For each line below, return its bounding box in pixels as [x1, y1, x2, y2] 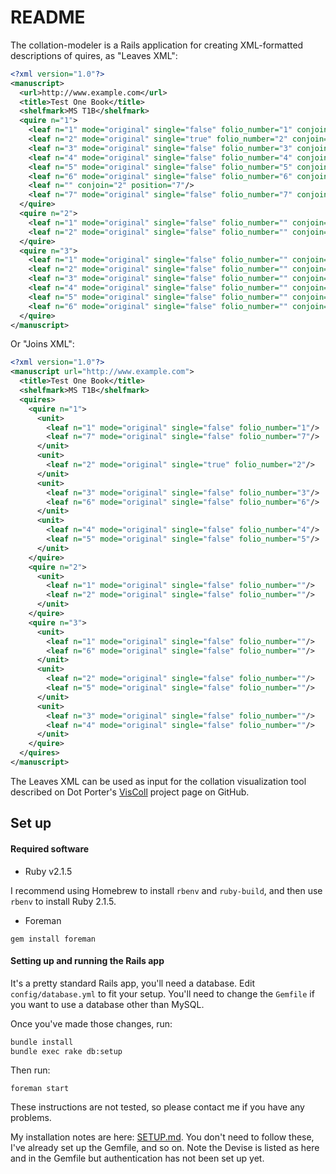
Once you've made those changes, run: [10, 1017, 173, 1030]
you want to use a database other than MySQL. [10, 998, 205, 1010]
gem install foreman [10, 934, 97, 944]
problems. [10, 1112, 52, 1124]
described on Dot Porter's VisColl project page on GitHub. [10, 786, 250, 798]
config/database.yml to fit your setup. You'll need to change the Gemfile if [10, 987, 315, 1000]
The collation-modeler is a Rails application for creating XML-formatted [10, 39, 304, 51]
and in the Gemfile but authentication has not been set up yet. [10, 1152, 265, 1165]
